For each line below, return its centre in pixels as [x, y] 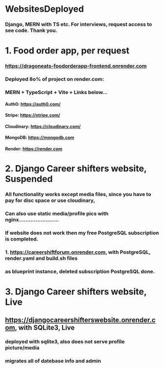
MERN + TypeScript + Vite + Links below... [56, 93]
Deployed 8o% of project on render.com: [55, 79]
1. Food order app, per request [67, 51]
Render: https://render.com [34, 149]
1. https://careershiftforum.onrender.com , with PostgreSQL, [78, 252]
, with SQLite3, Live [45, 328]
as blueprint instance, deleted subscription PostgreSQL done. [80, 271]
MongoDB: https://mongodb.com [40, 138]
